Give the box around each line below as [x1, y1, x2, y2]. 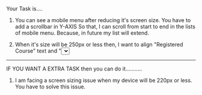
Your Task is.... [6, 5, 43, 12]
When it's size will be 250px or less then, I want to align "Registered [14, 41, 183, 48]
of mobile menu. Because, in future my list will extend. [14, 29, 149, 36]
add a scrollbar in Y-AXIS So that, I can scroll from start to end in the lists [14, 23, 195, 30]
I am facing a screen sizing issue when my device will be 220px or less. [14, 77, 192, 84]
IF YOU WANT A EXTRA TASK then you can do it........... [6, 65, 142, 72]
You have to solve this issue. [14, 83, 86, 90]
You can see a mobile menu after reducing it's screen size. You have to [14, 17, 191, 23]
